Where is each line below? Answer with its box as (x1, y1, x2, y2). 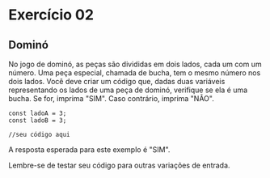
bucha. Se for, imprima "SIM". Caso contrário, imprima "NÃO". (8, 94, 214, 103)
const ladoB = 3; (8, 117, 67, 125)
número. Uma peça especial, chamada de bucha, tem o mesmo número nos (8, 68, 261, 78)
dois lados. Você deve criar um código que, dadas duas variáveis (8, 77, 226, 86)
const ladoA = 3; (8, 109, 67, 117)
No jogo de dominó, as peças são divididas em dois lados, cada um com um (8, 59, 262, 69)
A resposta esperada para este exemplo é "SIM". (8, 145, 171, 155)
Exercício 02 (8, 6, 95, 24)
